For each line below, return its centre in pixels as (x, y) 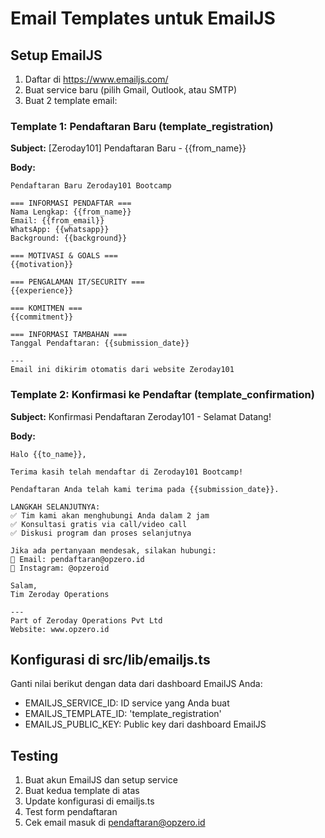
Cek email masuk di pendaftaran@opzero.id (115, 823)
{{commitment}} (42, 317)
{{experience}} (42, 291)
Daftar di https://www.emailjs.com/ (96, 79)
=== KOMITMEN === (46, 308)
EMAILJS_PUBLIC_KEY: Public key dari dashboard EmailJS (145, 724)
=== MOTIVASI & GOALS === (64, 256)
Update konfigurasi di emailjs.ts (89, 801)
